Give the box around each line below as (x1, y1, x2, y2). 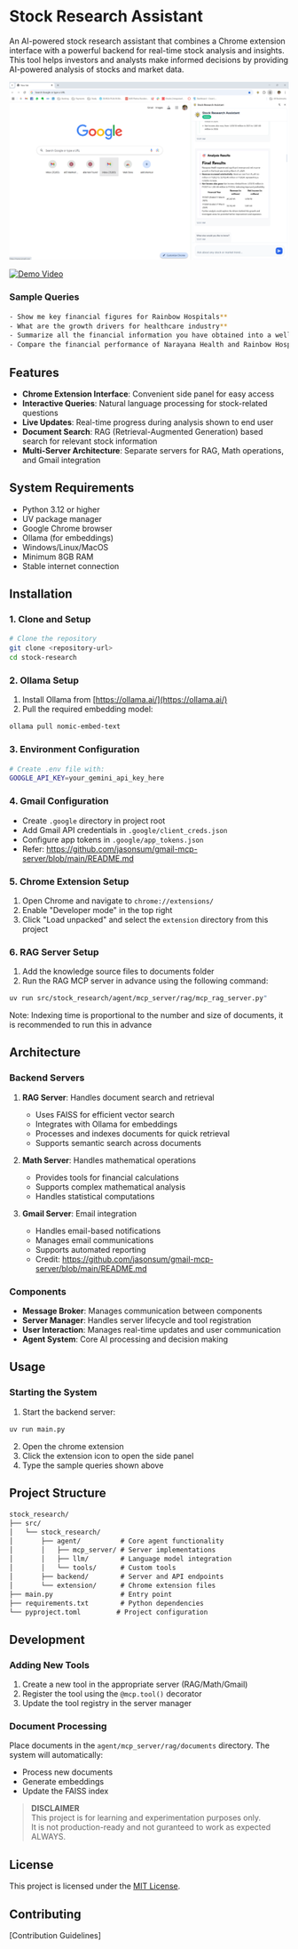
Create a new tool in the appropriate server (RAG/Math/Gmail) (21, 1679, 248, 1690)
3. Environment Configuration (9, 743, 140, 756)
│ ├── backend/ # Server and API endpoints (9, 1572, 224, 1582)
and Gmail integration (21, 454, 101, 465)
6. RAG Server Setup (9, 945, 99, 958)
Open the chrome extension (21, 1440, 124, 1451)
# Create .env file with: (9, 765, 105, 774)
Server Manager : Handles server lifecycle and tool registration (21, 1315, 252, 1326)
